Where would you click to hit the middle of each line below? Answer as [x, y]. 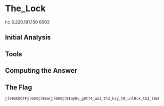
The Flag [19, 87]
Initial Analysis [28, 37]
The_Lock [25, 9]
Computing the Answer [41, 71]
